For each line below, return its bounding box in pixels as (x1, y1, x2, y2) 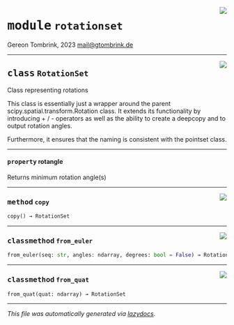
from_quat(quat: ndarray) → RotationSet (7, 290, 127, 298)
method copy (7, 197, 50, 206)
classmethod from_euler (7, 236, 93, 245)
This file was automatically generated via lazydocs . (7, 310, 156, 318)
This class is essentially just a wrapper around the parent (7, 99, 171, 107)
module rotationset (7, 18, 123, 33)
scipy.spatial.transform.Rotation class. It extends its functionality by (7, 107, 201, 115)
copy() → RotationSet (7, 213, 70, 220)
